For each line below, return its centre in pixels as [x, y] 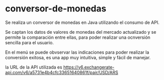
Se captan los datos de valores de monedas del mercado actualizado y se [81, 32]
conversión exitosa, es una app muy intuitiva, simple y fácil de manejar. [78, 57]
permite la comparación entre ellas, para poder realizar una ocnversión [78, 37]
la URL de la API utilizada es [34, 67]
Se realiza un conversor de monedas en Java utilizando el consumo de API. [82, 22]
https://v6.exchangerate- [89, 67]
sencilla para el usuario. [29, 42]
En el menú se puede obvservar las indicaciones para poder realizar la [77, 52]
